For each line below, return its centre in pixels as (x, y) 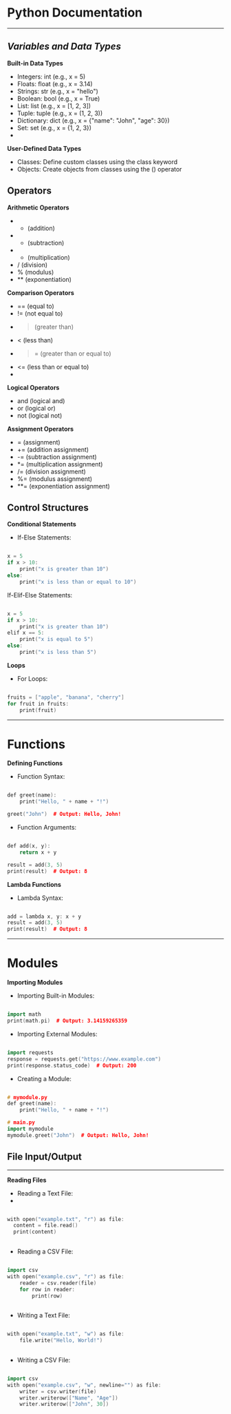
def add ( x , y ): (29, 846)
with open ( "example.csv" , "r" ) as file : (66, 1276)
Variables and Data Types (64, 47)
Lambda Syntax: (40, 898)
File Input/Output (45, 1157)
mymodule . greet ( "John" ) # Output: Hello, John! (78, 1135)
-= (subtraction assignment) (57, 457)
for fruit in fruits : (38, 704)
